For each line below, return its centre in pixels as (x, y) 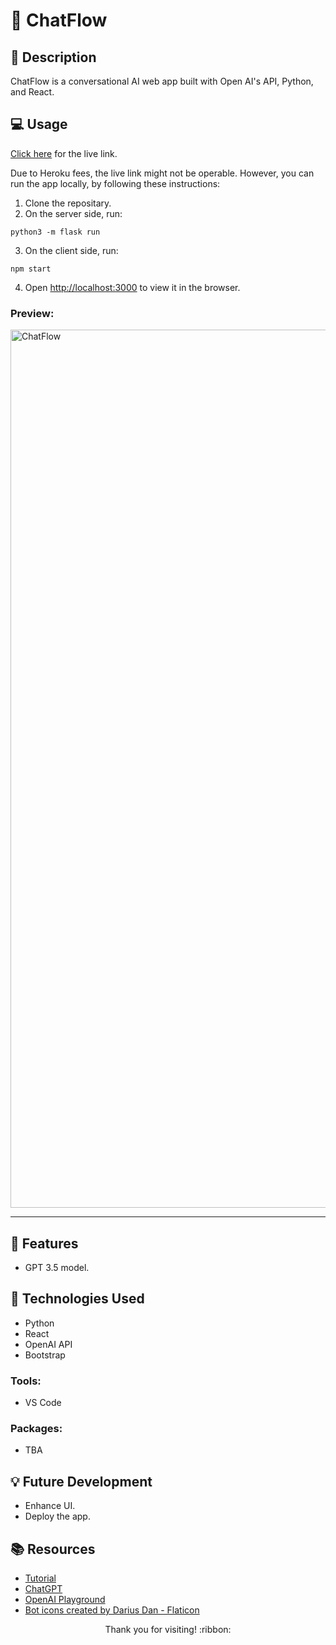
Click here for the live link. (64, 153)
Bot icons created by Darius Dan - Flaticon (112, 1610)
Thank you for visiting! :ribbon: (168, 1629)
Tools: (26, 1381)
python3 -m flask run (55, 232)
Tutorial (40, 1578)
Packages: (36, 1428)
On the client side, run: (71, 250)
